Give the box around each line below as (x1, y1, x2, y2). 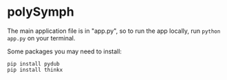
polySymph (7, 4, 74, 20)
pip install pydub (7, 60, 60, 67)
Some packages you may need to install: (7, 47, 122, 55)
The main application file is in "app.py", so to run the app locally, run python (7, 27, 221, 35)
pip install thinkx (7, 66, 63, 73)
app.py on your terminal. (7, 34, 76, 42)
